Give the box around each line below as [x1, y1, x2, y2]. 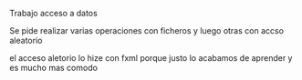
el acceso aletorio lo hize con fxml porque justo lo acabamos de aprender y [9, 53, 293, 63]
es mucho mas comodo [9, 63, 99, 73]
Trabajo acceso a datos [9, 8, 98, 18]
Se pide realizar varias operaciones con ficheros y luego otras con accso [9, 25, 285, 35]
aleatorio [9, 35, 43, 45]
